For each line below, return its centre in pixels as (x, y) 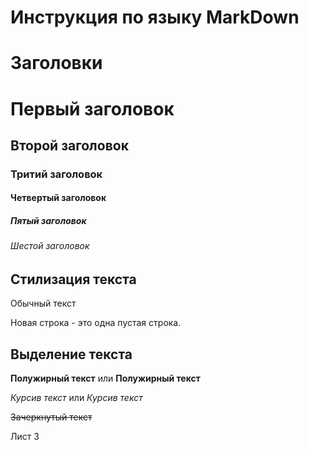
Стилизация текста (73, 279)
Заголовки (56, 63)
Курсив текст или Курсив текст (76, 398)
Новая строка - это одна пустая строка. (96, 323)
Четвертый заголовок (58, 198)
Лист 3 (25, 437)
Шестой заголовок (50, 246)
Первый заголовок (92, 108)
